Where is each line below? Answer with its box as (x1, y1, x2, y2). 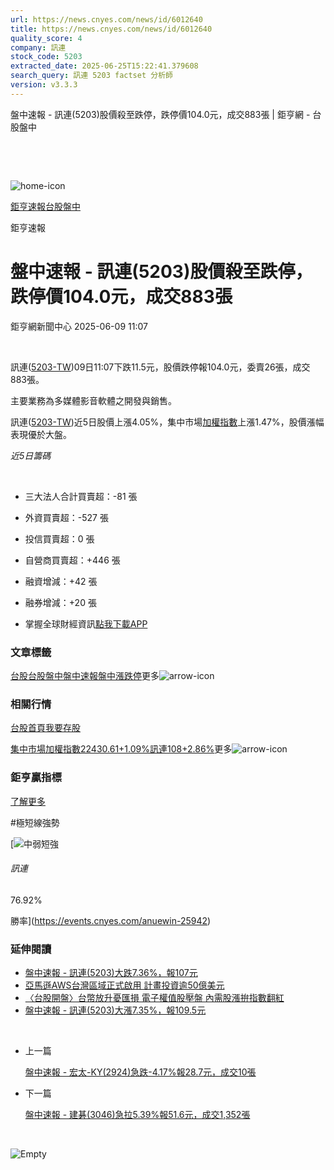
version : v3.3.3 (10, 80, 78, 90)
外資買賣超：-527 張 (24, 511, 109, 523)
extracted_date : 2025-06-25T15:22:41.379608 (10, 61, 199, 71)
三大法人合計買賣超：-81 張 (24, 490, 138, 502)
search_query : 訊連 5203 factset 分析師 (10, 71, 173, 81)
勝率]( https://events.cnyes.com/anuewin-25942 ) (10, 914, 212, 926)
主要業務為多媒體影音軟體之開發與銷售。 (10, 394, 177, 406)
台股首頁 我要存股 (10, 722, 81, 734)
